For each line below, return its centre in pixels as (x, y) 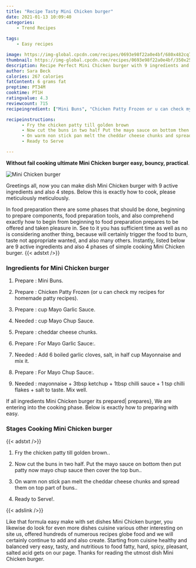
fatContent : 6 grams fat (36, 82)
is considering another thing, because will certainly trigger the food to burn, (97, 234)
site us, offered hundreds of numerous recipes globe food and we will (90, 534)
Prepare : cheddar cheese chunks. (56, 332)
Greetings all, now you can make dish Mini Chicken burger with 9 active (92, 185)
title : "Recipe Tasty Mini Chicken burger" (60, 11)
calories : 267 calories (35, 77)
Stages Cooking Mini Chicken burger (59, 429)
